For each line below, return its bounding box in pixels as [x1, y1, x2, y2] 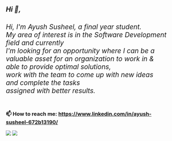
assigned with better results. [6, 86, 96, 95]
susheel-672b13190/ [6, 119, 58, 126]
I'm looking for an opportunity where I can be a [6, 46, 155, 55]
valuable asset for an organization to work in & [6, 54, 155, 63]
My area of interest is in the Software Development [6, 30, 167, 39]
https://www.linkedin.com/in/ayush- [58, 110, 152, 118]
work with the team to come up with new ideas [6, 70, 154, 79]
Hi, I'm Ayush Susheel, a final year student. [6, 22, 142, 31]
